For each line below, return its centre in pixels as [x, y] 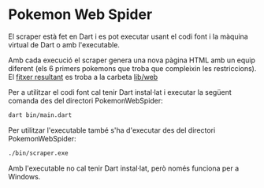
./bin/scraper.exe [38, 153]
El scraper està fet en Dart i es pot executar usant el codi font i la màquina [128, 36]
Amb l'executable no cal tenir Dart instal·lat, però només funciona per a [124, 168]
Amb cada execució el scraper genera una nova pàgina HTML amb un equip [132, 60]
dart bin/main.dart [40, 115]
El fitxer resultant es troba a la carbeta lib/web [83, 77]
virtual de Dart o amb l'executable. [64, 44]
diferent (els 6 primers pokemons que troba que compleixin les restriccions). [132, 68]
